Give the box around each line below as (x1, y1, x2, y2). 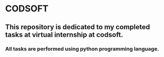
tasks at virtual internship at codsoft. (5, 30, 123, 39)
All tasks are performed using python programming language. (5, 45, 159, 52)
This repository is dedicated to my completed (5, 23, 150, 31)
